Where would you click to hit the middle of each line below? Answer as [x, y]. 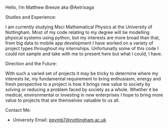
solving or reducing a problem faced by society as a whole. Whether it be [82, 90]
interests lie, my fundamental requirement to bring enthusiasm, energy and [83, 79]
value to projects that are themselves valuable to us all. [62, 100]
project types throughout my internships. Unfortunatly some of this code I [82, 48]
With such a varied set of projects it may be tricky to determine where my [82, 73]
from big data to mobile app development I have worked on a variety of [79, 43]
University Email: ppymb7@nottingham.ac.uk [59, 120]
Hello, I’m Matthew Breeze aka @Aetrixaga [50, 7]
